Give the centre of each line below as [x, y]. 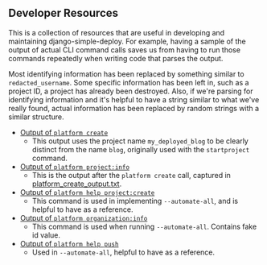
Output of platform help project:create [87, 192]
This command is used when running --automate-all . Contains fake [144, 226]
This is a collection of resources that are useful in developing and [117, 32]
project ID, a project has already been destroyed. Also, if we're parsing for [131, 91]
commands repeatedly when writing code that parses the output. [116, 58]
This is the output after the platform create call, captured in [131, 175]
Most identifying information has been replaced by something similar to [126, 74]
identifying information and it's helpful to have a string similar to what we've [134, 99]
